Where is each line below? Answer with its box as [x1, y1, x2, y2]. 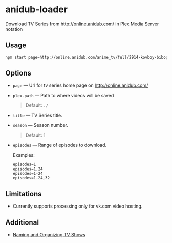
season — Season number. [12, 122, 68, 128]
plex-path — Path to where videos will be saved [12, 92, 114, 99]
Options [5, 69, 32, 78]
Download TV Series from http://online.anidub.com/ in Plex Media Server [5, 21, 159, 27]
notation [5, 26, 23, 32]
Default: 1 [25, 132, 46, 138]
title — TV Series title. [12, 112, 62, 119]
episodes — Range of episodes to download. [12, 142, 106, 148]
